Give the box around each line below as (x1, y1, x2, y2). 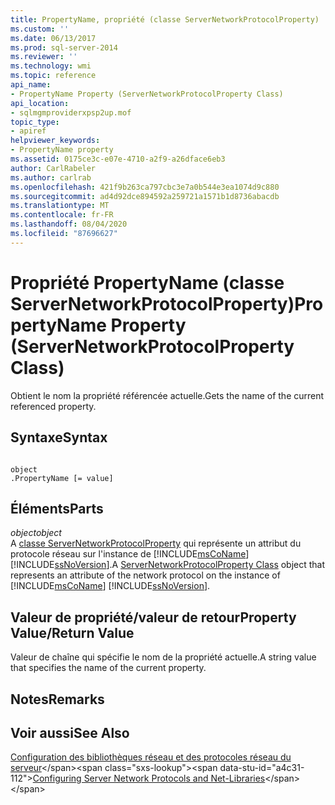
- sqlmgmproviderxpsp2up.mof (10, 107, 132, 118)
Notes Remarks (10, 691, 105, 708)
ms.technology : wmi (10, 61, 92, 71)
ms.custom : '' (10, 24, 70, 34)
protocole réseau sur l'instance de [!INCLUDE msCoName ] (10, 548, 250, 560)
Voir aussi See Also (10, 724, 130, 741)
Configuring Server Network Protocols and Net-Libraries (32, 772, 266, 785)
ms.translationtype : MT (10, 201, 110, 211)
